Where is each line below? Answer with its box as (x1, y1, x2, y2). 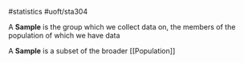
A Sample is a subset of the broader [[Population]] (8, 46, 176, 55)
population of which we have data (8, 31, 120, 40)
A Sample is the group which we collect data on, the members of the (8, 22, 236, 31)
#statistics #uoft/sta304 (8, 7, 88, 16)
